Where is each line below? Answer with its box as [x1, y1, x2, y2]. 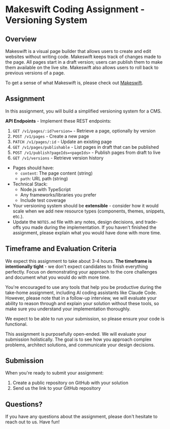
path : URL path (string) [20, 175, 68, 181]
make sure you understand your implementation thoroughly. [5, 306, 131, 312]
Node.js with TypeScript [20, 186, 71, 192]
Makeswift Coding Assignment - [5, 4, 145, 15]
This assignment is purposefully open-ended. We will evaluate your [5, 331, 147, 337]
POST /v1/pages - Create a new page [12, 133, 90, 139]
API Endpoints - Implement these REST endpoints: [5, 118, 111, 124]
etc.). [12, 213, 24, 220]
